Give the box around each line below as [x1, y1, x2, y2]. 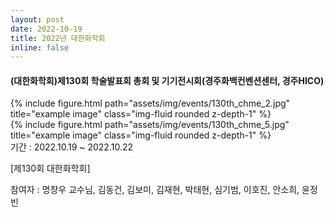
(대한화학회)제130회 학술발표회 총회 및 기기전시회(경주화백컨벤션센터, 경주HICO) [10, 74, 325, 86]
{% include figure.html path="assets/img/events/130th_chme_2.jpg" [10, 97, 291, 110]
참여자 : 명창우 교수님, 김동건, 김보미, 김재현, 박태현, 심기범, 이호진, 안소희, [10, 184, 300, 196]
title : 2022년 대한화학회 [10, 33, 106, 43]
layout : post [10, 14, 65, 25]
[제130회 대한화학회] [10, 162, 91, 175]
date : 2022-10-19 [10, 24, 83, 34]
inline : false [10, 42, 70, 53]
